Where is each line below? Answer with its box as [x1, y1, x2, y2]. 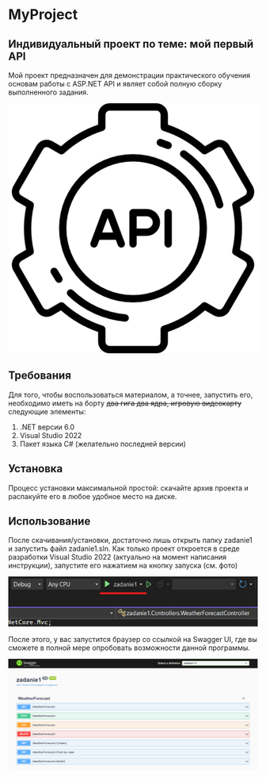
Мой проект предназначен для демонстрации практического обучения [8, 71, 251, 80]
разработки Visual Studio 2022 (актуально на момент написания [8, 552, 227, 562]
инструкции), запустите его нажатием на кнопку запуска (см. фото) [8, 561, 238, 571]
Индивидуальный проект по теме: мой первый [8, 37, 254, 51]
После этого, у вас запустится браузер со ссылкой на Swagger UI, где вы [8, 634, 257, 644]
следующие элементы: [8, 406, 86, 416]
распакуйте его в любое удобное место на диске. [8, 491, 177, 501]
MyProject [8, 6, 78, 24]
